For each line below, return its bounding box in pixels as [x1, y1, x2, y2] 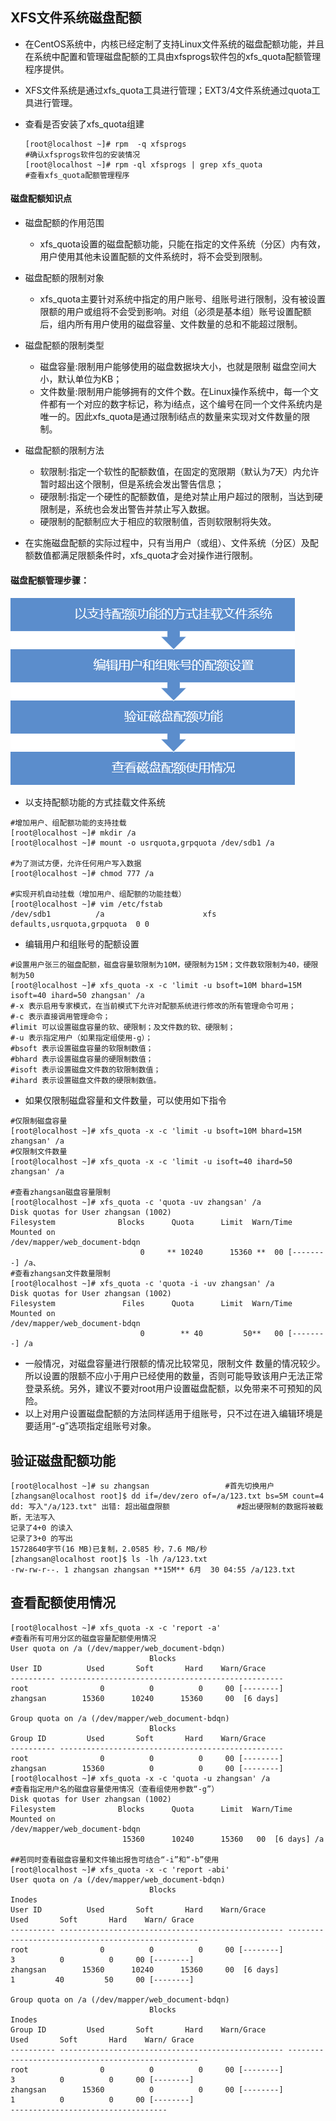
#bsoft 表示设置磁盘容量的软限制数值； [10, 1044, 154, 1054]
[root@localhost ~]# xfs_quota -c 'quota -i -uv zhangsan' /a [10, 1279, 275, 1289]
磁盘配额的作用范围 [24, 217, 105, 229]
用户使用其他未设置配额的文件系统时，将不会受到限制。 [39, 251, 268, 263]
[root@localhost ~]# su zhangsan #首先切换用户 [10, 1481, 275, 1492]
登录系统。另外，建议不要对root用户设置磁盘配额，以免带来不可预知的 [24, 1383, 314, 1395]
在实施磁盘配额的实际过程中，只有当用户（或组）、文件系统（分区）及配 [24, 537, 319, 549]
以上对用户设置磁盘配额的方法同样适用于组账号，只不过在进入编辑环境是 [24, 1408, 323, 1420]
